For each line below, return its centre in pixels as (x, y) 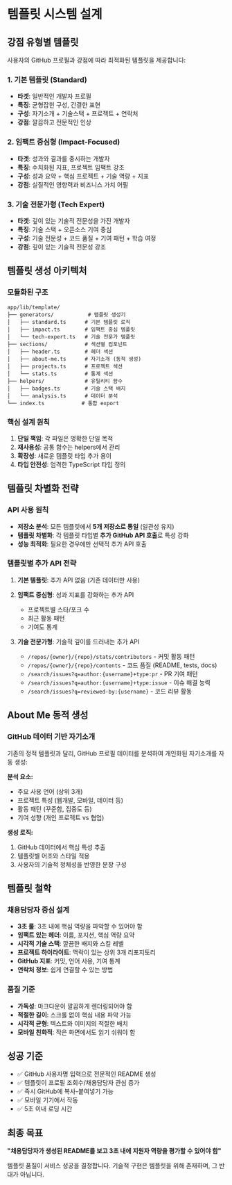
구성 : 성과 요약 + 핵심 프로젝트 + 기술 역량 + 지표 (83, 176)
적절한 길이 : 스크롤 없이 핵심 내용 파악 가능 (74, 1015)
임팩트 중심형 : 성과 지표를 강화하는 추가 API (75, 594)
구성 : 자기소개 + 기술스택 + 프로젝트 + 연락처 (78, 114)
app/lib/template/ (34, 307)
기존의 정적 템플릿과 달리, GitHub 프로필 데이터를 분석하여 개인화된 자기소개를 (112, 753)
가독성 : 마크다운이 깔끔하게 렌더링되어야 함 (75, 1006)
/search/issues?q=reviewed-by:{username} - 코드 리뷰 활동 (110, 691)
